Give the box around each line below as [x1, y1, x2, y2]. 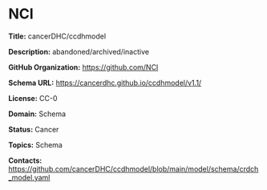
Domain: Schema [8, 109, 67, 119]
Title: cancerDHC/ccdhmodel [8, 31, 107, 41]
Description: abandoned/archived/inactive [8, 46, 150, 56]
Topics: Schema [8, 139, 63, 149]
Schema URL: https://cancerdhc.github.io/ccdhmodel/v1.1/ [8, 78, 202, 87]
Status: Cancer [8, 124, 59, 134]
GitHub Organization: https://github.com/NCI [8, 62, 159, 72]
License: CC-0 [8, 93, 58, 103]
